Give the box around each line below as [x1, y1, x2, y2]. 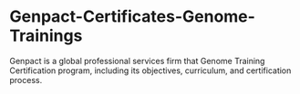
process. [9, 74, 43, 85]
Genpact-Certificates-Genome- [9, 6, 255, 27]
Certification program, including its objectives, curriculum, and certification [9, 65, 292, 76]
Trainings [9, 25, 83, 46]
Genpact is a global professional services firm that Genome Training [9, 55, 265, 66]
